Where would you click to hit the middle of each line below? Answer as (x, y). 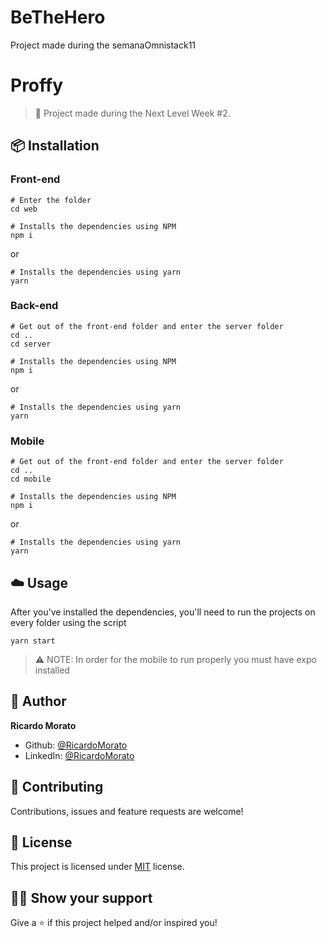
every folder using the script (68, 622)
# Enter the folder (51, 200)
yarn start (33, 641)
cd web (24, 209)
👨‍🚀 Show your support (81, 897)
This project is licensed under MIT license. (97, 867)
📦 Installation (55, 146)
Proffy (37, 85)
